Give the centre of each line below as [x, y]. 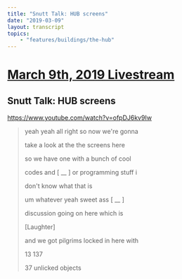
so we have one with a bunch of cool [78, 159]
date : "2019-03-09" [36, 20]
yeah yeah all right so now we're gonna [81, 132]
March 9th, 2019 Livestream [91, 75]
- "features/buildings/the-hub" [67, 40]
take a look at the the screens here [74, 145]
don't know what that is [58, 186]
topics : [19, 33]
